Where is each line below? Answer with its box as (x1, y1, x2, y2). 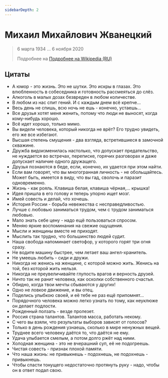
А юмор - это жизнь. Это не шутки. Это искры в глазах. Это (12, 84, 141, 90)
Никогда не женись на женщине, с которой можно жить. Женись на (12, 260, 159, 266)
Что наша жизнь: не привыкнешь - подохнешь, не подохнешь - (12, 351, 148, 357)
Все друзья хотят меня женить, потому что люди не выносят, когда (12, 110, 158, 116)
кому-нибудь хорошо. (12, 115, 59, 121)
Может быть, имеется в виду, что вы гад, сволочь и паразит (12, 174, 142, 180)
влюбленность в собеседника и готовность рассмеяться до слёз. (12, 89, 154, 95)
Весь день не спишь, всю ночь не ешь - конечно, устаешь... (12, 105, 141, 111)
